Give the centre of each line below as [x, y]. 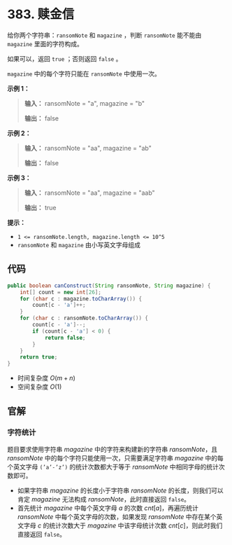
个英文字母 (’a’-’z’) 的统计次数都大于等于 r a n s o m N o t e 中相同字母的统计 [113, 467]
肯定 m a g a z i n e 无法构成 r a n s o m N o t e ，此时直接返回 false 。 [104, 499]
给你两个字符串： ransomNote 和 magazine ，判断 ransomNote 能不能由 [104, 35]
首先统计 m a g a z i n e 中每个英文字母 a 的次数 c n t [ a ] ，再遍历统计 [108, 508]
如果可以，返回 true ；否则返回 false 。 [65, 58]
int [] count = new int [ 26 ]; [60, 292]
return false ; [65, 338]
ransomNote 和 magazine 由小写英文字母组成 [79, 244]
